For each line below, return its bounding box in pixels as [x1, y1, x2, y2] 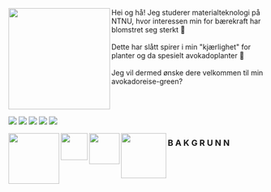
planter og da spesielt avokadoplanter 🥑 [111, 51, 245, 60]
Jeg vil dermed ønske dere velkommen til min [111, 68, 264, 77]
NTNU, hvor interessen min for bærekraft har [111, 16, 261, 26]
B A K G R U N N [167, 137, 230, 148]
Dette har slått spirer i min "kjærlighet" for [111, 42, 252, 52]
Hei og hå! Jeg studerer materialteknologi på [111, 8, 261, 17]
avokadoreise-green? [111, 77, 183, 86]
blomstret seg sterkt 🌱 [111, 25, 186, 34]
